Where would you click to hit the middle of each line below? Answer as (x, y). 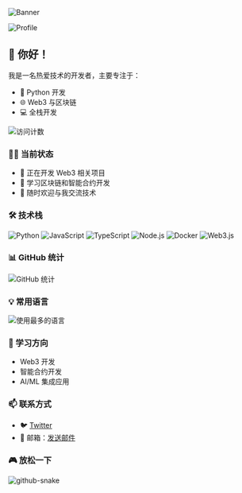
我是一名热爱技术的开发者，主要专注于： (74, 75)
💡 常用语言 (29, 301)
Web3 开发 (37, 362)
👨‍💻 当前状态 (31, 153)
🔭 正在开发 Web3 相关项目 (62, 173)
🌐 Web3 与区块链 (48, 102)
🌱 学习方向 (29, 343)
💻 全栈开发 (38, 112)
